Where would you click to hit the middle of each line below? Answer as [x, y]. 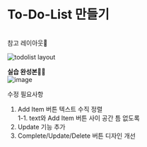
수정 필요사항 [25, 94]
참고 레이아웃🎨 [28, 42]
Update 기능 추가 [41, 127]
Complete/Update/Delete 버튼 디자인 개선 [76, 136]
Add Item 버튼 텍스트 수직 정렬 [60, 109]
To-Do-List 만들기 [58, 14]
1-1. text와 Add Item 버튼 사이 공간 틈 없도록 [78, 118]
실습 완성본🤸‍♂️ [27, 71]
